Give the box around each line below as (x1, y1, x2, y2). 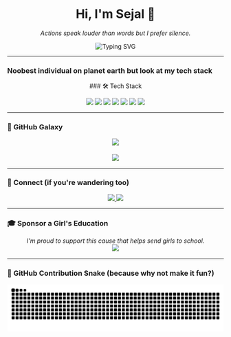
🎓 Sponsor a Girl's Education (7, 218, 109, 228)
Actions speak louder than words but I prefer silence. (40, 29, 191, 37)
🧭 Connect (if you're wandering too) (7, 178, 129, 188)
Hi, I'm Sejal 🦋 (75, 6, 156, 22)
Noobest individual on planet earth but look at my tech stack (7, 65, 213, 75)
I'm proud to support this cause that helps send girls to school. (26, 237, 205, 245)
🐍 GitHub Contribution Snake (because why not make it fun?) (7, 268, 214, 278)
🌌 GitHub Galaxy (7, 122, 63, 132)
